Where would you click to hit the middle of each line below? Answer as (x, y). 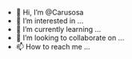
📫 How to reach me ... (53, 47)
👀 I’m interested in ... (50, 21)
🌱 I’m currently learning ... (58, 29)
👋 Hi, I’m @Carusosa (50, 12)
